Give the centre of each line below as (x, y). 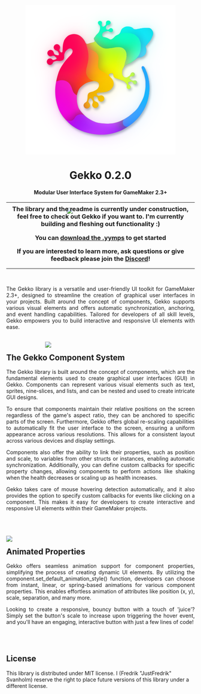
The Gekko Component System (66, 357)
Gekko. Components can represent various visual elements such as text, (100, 385)
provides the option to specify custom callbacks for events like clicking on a (100, 496)
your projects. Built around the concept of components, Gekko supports (100, 302)
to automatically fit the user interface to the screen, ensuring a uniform (100, 428)
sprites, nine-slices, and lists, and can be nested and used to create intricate (100, 391)
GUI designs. (22, 397)
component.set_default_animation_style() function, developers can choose (100, 579)
